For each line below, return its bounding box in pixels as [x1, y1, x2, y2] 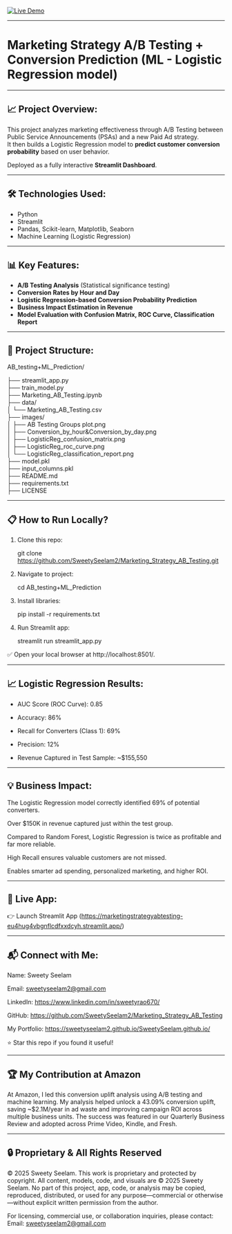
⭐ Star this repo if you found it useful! [7, 1038, 114, 1047]
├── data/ [7, 398, 37, 407]
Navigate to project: [17, 570, 74, 578]
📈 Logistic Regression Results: [7, 678, 144, 690]
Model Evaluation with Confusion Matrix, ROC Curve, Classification [17, 311, 215, 319]
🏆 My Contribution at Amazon [7, 1069, 142, 1080]
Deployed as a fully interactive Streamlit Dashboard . [7, 160, 157, 169]
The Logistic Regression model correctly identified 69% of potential [7, 798, 200, 807]
